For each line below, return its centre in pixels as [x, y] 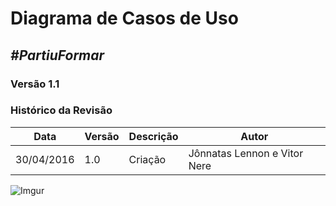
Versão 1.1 [35, 84]
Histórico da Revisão [61, 110]
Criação [147, 159]
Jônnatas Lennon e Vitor [246, 153]
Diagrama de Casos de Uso [124, 18]
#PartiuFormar [57, 55]
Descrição [153, 136]
